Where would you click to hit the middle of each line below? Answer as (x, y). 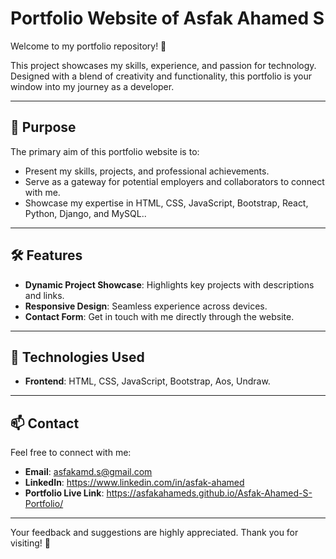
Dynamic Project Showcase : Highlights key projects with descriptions (169, 284)
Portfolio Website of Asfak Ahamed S (167, 18)
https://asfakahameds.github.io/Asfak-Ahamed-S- (209, 493)
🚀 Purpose (43, 127)
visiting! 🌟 (31, 543)
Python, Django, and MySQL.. (85, 213)
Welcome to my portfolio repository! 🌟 (88, 46)
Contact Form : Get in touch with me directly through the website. (159, 316)
